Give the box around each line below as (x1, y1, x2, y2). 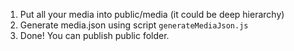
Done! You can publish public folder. (19, 30, 170, 41)
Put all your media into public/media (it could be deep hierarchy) (19, 9, 285, 20)
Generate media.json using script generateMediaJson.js (19, 19, 249, 31)
